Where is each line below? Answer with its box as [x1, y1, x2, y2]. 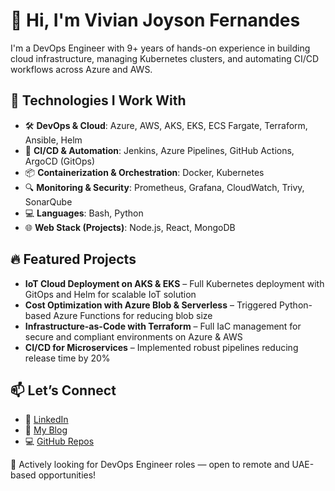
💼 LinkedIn [24, 414, 69, 426]
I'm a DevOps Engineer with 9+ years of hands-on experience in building [10, 42, 311, 54]
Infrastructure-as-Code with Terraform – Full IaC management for [24, 320, 302, 332]
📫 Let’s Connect [10, 382, 117, 399]
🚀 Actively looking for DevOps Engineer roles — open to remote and [10, 459, 290, 471]
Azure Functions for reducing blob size [53, 309, 213, 321]
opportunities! [38, 469, 97, 481]
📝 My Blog [24, 424, 68, 436]
